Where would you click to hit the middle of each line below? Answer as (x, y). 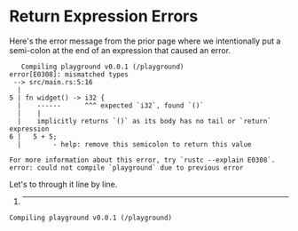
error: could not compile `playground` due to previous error (126, 167)
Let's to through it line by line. (63, 184)
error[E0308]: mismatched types (69, 74)
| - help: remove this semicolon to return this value (134, 144)
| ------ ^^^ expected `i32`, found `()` (110, 105)
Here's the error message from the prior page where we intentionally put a (145, 41)
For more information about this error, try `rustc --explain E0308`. (142, 160)
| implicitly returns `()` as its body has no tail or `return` (145, 121)
